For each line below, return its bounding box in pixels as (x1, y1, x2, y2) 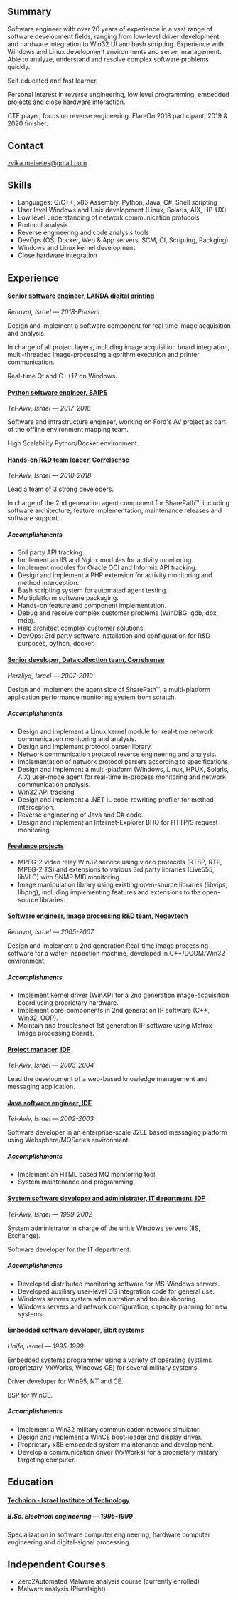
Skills (7, 180, 32, 192)
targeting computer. (17, 1455, 76, 1464)
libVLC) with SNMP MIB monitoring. (17, 872, 121, 881)
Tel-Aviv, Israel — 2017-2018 (7, 404, 91, 413)
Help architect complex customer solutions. (17, 624, 146, 633)
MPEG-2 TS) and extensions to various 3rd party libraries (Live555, (17, 865, 215, 874)
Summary (7, 6, 52, 18)
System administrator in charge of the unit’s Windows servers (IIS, (7, 1224, 201, 1232)
